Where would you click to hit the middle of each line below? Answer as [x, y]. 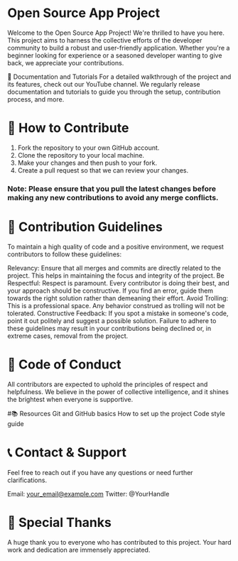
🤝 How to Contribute [68, 128]
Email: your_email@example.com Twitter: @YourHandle [88, 494]
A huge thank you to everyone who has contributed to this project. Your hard [119, 542]
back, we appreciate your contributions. [66, 62]
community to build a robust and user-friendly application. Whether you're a [119, 48]
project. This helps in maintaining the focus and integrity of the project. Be [116, 276]
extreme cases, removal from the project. [68, 336]
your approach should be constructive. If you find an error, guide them [110, 290]
